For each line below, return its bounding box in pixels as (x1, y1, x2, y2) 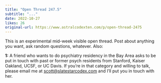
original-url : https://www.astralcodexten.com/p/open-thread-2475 (5, 25, 142, 30)
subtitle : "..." (5, 12, 38, 16)
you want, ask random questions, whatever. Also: (5, 43, 103, 49)
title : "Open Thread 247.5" (5, 7, 62, 12)
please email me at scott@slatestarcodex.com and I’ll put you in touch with (5, 68, 155, 74)
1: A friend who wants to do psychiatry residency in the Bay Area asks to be (5, 53, 156, 58)
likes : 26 (5, 20, 25, 26)
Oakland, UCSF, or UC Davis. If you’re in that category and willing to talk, (5, 63, 150, 69)
